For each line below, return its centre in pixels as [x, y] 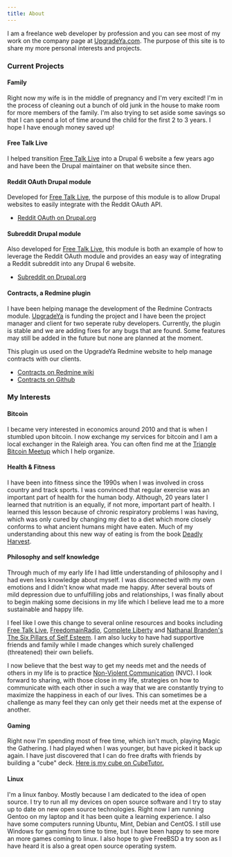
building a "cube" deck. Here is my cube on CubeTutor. [86, 763]
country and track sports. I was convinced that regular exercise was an [108, 489]
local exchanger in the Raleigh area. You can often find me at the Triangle [112, 444]
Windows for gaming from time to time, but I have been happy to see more [113, 831]
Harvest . [19, 541]
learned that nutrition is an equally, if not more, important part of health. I [111, 504]
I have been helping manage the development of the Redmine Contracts [110, 308]
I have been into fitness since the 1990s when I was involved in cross [106, 482]
